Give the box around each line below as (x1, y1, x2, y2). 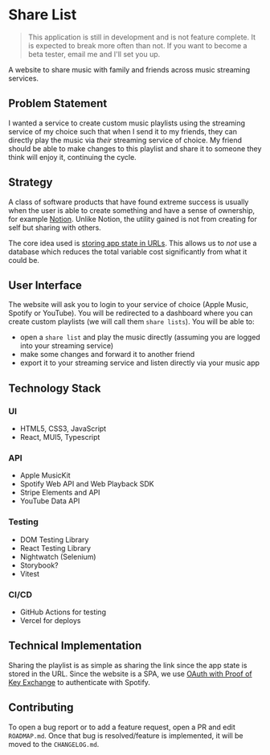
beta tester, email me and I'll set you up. (27, 49, 161, 59)
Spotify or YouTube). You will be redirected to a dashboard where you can (8, 308, 253, 318)
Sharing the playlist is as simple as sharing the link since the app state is (8, 660, 247, 670)
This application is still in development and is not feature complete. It (27, 32, 256, 42)
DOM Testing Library (19, 535, 89, 544)
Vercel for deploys (19, 615, 81, 625)
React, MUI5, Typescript (19, 433, 100, 442)
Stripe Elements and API (19, 488, 100, 498)
